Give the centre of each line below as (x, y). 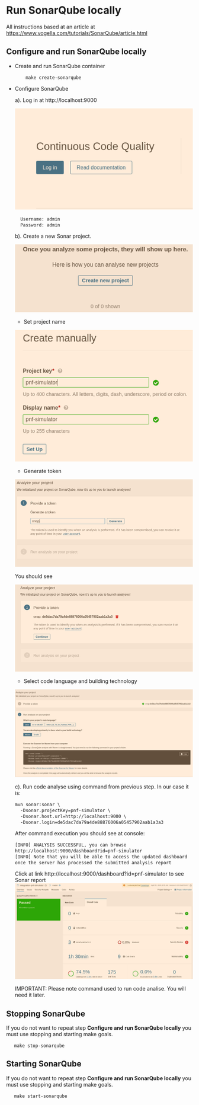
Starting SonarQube (44, 1064)
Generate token (42, 471)
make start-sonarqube (41, 1096)
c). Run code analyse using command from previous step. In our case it (102, 787)
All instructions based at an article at (51, 27)
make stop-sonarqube (39, 1046)
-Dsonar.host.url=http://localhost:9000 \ (73, 816)
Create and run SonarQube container (60, 66)
